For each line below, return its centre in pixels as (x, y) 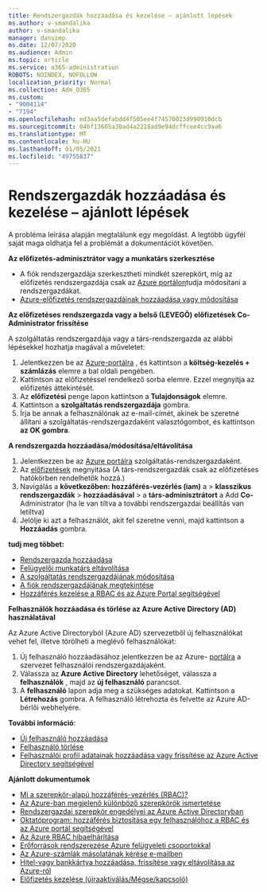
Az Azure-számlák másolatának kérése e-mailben (101, 854)
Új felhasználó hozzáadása (64, 738)
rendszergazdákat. (50, 291)
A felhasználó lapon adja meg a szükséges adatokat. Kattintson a (127, 691)
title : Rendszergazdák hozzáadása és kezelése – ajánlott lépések (120, 16)
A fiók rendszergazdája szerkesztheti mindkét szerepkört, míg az (126, 274)
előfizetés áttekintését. (57, 388)
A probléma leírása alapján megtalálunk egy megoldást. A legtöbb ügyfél (127, 235)
